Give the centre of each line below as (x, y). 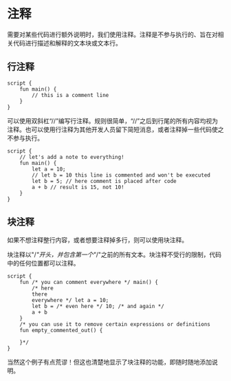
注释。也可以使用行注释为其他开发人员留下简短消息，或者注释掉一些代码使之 (115, 129)
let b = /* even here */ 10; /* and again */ (98, 306)
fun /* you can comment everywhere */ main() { (89, 282)
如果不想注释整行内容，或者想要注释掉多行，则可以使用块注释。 (97, 240)
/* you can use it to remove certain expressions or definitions (115, 324)
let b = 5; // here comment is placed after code (104, 181)
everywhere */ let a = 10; (70, 300)
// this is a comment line (70, 95)
